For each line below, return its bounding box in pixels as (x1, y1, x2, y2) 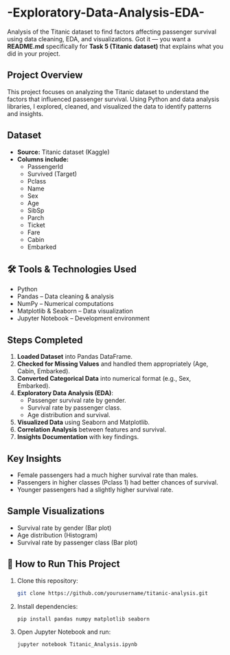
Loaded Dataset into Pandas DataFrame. (16, 353, 133, 361)
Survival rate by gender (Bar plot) (16, 524, 112, 532)
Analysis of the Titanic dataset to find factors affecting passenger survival (7, 27, 217, 36)
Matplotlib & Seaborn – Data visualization (16, 307, 134, 315)
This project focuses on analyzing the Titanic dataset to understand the (7, 87, 209, 96)
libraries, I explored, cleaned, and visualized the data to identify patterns (7, 102, 211, 111)
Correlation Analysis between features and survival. (16, 425, 167, 434)
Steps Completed (7, 334, 83, 346)
